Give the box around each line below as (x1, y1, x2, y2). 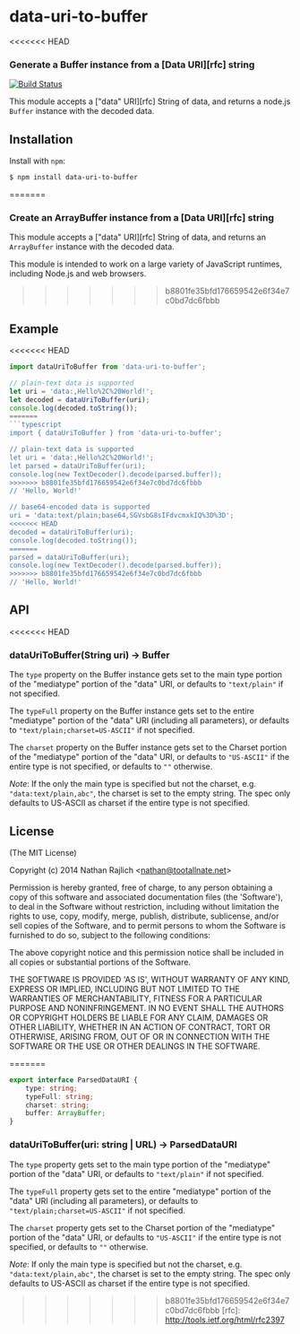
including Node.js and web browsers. (9, 268, 147, 279)
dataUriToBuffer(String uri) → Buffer (9, 649, 170, 661)
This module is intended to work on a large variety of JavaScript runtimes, (9, 258, 283, 270)
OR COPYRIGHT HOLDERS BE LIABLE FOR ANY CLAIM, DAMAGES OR (9, 1012, 269, 1023)
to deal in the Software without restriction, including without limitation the (9, 901, 279, 911)
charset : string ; (25, 1101, 90, 1110)
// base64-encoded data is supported (9, 502, 150, 512)
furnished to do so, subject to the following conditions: (9, 929, 210, 940)
